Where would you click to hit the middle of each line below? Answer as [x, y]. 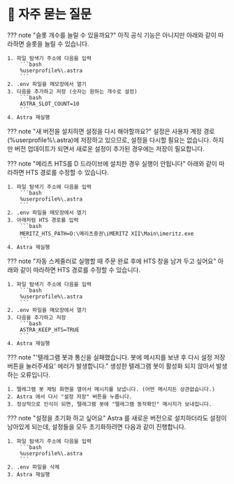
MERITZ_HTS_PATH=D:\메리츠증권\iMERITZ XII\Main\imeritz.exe [107, 234]
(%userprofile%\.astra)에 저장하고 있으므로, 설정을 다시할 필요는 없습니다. [109, 140]
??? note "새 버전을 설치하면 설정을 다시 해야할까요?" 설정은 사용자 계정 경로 [111, 131]
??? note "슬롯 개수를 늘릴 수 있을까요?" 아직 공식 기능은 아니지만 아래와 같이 [112, 35]
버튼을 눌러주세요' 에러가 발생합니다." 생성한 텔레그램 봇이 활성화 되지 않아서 [111, 366]
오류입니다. [35, 374]
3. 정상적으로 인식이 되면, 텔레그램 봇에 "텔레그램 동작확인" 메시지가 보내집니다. [110, 404]
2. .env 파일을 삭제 [34, 467]
